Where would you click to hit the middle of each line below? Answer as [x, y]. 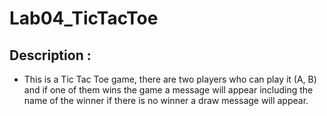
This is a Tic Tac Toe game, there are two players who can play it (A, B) [170, 79]
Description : [50, 55]
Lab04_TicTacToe [84, 18]
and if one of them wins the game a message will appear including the [168, 90]
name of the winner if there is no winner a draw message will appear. [166, 100]
